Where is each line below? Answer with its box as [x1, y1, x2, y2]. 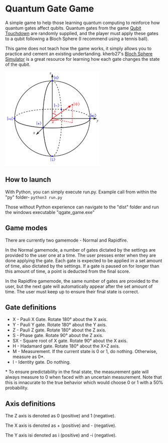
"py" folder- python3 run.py [5, 194, 63, 200]
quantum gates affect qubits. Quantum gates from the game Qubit [5, 25, 141, 31]
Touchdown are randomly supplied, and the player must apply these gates [5, 30, 159, 36]
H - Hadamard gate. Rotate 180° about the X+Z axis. [12, 343, 120, 349]
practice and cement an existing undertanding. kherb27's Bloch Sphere [5, 51, 153, 57]
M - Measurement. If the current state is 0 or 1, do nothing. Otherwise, [12, 349, 157, 355]
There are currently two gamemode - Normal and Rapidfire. [5, 237, 128, 243]
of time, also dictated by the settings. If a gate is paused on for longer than [5, 263, 159, 269]
